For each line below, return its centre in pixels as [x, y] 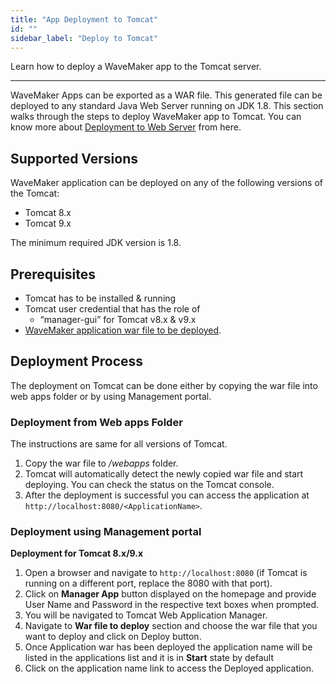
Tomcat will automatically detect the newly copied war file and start [164, 474]
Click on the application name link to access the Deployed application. [169, 668]
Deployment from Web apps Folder [96, 422]
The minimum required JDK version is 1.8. [96, 243]
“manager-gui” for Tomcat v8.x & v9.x [118, 319]
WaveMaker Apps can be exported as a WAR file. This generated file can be [166, 95]
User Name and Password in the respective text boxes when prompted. [172, 605]
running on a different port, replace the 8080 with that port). [148, 583]
